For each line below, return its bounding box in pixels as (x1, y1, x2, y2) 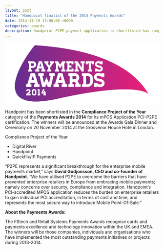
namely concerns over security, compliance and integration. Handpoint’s (5, 184, 151, 190)
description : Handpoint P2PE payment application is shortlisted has (5, 28, 150, 34)
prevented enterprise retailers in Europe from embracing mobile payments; (5, 179, 155, 184)
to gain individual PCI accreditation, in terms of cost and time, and (5, 194, 138, 200)
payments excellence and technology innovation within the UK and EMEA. (5, 224, 154, 229)
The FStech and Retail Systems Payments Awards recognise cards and (5, 218, 147, 225)
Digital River (12, 143, 37, 149)
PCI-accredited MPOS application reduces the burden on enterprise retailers (5, 189, 159, 195)
